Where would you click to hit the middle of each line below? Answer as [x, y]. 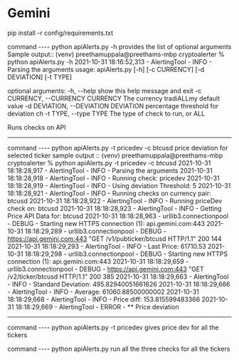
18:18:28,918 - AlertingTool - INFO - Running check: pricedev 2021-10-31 [113, 178]
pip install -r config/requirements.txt [60, 33]
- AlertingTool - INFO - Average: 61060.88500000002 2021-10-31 [103, 292]
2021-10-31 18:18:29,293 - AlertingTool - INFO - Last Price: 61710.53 [107, 246]
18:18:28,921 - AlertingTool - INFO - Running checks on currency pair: [109, 193]
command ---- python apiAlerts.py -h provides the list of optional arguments [119, 46]
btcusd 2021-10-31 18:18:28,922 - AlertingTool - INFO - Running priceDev [115, 200]
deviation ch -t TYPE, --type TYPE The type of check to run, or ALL [106, 113]
